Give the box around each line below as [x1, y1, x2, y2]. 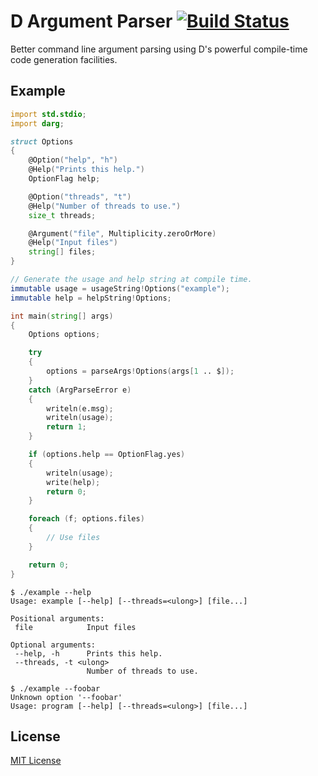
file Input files [14, 622, 137, 632]
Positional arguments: [10, 613, 105, 624]
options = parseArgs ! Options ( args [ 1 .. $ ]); [46, 366, 235, 376]
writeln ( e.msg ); [46, 403, 114, 414]
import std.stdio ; [10, 109, 87, 119]
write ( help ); [46, 477, 101, 487]
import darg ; [10, 118, 65, 129]
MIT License [10, 755, 62, 767]
